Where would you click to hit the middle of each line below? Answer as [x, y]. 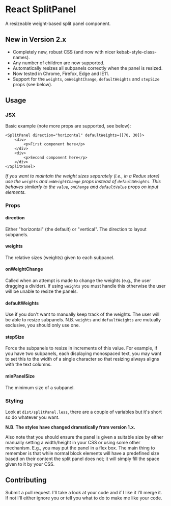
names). [21, 57]
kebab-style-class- [136, 52]
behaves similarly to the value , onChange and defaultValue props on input [82, 187]
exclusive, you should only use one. [43, 325]
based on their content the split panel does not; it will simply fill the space [82, 459]
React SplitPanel [41, 9]
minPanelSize [20, 376]
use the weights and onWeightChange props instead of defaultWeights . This [83, 182]
